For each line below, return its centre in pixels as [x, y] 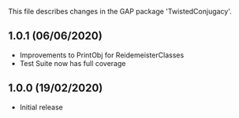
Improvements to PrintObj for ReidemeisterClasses [102, 55]
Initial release [41, 107]
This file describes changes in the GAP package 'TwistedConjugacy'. [120, 11]
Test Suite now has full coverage [73, 63]
